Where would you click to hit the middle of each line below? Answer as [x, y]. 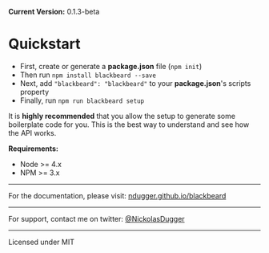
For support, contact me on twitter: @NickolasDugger [97, 218]
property [34, 92]
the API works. [32, 133]
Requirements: [33, 149]
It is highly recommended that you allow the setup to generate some [122, 116]
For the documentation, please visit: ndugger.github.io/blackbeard [117, 195]
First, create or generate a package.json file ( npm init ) [111, 66]
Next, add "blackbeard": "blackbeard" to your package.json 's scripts [135, 83]
